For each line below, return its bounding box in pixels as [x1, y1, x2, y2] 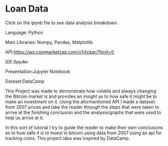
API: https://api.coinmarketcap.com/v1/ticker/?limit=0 [5, 49, 114, 55]
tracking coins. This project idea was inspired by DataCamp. [5, 135, 130, 141]
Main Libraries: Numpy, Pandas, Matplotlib [5, 39, 93, 45]
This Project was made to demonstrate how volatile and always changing [5, 88, 156, 94]
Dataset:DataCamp [5, 78, 45, 84]
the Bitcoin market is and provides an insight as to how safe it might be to [5, 93, 157, 99]
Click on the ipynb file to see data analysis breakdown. [5, 20, 118, 26]
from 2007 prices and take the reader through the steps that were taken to [5, 104, 159, 110]
